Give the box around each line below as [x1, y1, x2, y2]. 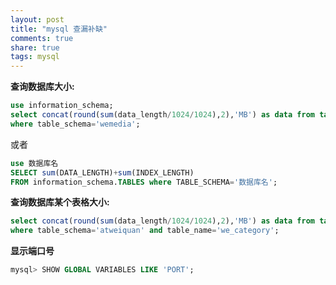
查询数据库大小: [10, 81, 75, 93]
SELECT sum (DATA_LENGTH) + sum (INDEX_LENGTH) [10, 167, 195, 178]
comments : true [10, 33, 74, 43]
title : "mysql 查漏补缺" [10, 24, 108, 34]
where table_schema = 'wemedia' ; [10, 119, 141, 129]
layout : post [10, 14, 65, 25]
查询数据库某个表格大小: [10, 196, 110, 208]
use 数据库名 [10, 158, 59, 168]
